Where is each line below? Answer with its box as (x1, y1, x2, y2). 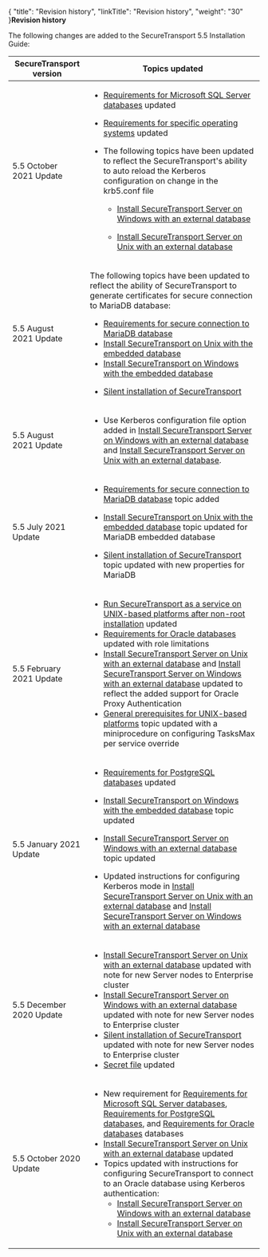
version (32, 68, 62, 79)
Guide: (8, 39, 30, 49)
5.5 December (12, 999, 66, 1010)
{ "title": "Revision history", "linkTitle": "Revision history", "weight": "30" (8, 7, 243, 16)
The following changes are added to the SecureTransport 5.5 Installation (8, 31, 246, 40)
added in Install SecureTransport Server (103, 425, 253, 436)
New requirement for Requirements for (103, 1089, 248, 1099)
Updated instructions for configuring (103, 871, 241, 881)
